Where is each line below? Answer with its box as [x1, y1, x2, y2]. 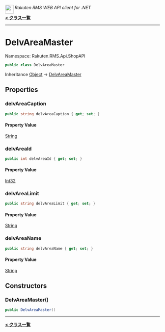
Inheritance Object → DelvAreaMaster [5, 71, 82, 77]
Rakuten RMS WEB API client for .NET [14, 5, 91, 10]
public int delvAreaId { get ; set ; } [5, 156, 82, 161]
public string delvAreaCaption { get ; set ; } [5, 111, 100, 116]
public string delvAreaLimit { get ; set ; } [5, 201, 96, 206]
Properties [5, 86, 38, 94]
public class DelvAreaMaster [5, 62, 65, 67]
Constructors [5, 282, 47, 290]
